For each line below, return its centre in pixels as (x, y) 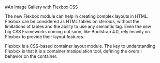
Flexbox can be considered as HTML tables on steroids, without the (72, 21)
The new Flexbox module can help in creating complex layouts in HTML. (77, 16)
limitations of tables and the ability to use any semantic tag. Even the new (78, 26)
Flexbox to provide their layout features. (45, 37)
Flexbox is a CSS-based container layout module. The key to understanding (80, 46)
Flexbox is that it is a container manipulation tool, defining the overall (73, 51)
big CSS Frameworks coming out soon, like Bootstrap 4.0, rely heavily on (78, 31)
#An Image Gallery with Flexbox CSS (42, 7)
